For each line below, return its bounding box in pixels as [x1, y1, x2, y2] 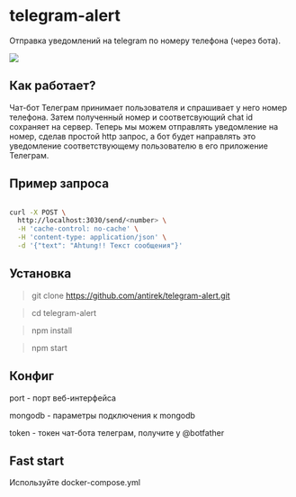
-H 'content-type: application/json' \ [17, 233, 167, 242]
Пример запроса [9, 176, 110, 192]
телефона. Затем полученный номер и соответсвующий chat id [9, 112, 254, 122]
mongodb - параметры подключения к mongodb [9, 410, 196, 420]
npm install [31, 325, 73, 336]
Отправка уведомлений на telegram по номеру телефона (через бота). [9, 35, 282, 46]
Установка [9, 267, 72, 282]
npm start [31, 342, 67, 353]
